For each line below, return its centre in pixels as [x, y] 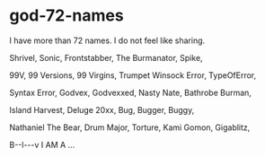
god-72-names [66, 16]
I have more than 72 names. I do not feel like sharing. [107, 40]
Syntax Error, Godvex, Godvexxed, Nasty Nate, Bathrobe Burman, [130, 92]
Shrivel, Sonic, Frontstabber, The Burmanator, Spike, [106, 57]
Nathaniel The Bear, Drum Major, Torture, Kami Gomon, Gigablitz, [130, 127]
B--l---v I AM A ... [42, 144]
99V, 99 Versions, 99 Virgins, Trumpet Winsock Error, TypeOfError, [133, 75]
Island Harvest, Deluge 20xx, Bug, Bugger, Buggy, [102, 109]
